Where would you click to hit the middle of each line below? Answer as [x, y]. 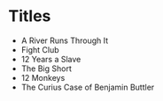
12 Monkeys [43, 77]
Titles [30, 16]
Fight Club [40, 49]
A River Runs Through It [65, 40]
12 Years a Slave [51, 59]
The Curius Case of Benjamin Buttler [88, 87]
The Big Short [47, 69]
